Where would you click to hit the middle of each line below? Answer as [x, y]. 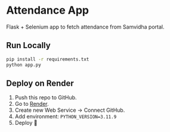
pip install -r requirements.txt [48, 59]
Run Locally [28, 45]
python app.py [24, 65]
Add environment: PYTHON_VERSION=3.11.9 [66, 117]
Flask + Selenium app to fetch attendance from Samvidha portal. [86, 27]
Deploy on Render [40, 83]
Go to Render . [32, 104]
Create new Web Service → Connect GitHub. [70, 110]
